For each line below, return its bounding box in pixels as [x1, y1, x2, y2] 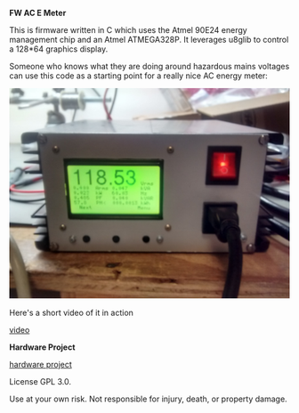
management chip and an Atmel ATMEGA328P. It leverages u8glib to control [9, 35, 289, 45]
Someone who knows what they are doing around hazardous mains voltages [9, 61, 290, 71]
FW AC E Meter [9, 8, 67, 18]
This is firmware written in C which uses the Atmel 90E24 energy [9, 25, 247, 35]
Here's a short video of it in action [9, 307, 133, 318]
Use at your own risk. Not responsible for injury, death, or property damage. [9, 393, 287, 404]
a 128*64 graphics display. [9, 44, 109, 54]
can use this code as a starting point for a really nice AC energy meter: [9, 70, 269, 81]
